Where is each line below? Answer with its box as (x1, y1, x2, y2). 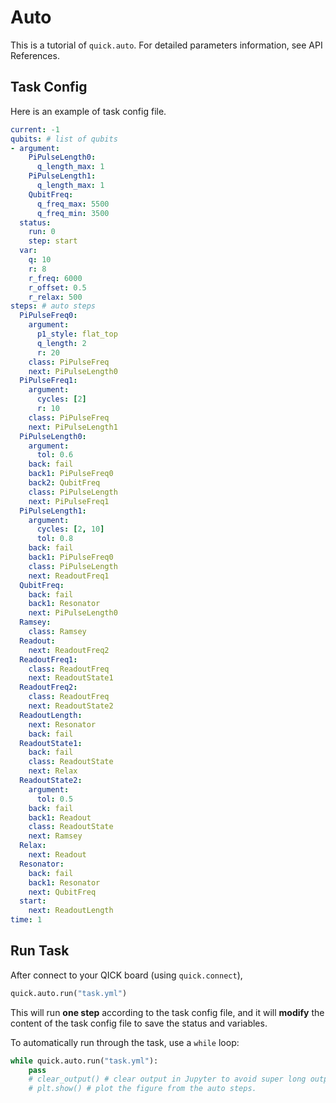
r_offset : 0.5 (28, 282, 87, 293)
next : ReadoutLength (28, 906, 114, 916)
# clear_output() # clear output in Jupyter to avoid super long (28, 1074, 307, 1085)
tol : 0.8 (36, 534, 74, 544)
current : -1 (10, 124, 60, 135)
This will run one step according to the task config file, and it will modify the (10, 1006, 325, 1018)
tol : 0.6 (36, 450, 74, 460)
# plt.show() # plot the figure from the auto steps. (28, 1084, 257, 1094)
